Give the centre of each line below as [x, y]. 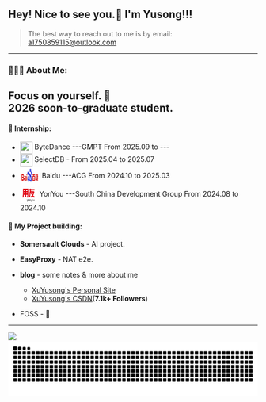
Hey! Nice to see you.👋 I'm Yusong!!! [101, 15]
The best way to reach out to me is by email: [100, 33]
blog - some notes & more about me [79, 274]
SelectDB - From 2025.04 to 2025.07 [95, 159]
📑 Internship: [30, 128]
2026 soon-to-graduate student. [91, 108]
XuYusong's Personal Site [74, 289]
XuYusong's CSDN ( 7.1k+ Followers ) [90, 298]
